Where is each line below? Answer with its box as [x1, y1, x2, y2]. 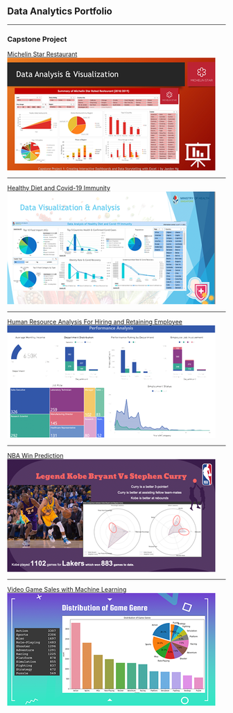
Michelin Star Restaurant [7, 50, 78, 58]
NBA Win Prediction [7, 452, 64, 460]
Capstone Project [7, 34, 67, 44]
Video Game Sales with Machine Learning [7, 586, 127, 594]
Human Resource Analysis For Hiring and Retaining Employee [7, 318, 182, 326]
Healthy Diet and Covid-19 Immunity [7, 184, 111, 193]
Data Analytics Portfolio [7, 6, 112, 17]
